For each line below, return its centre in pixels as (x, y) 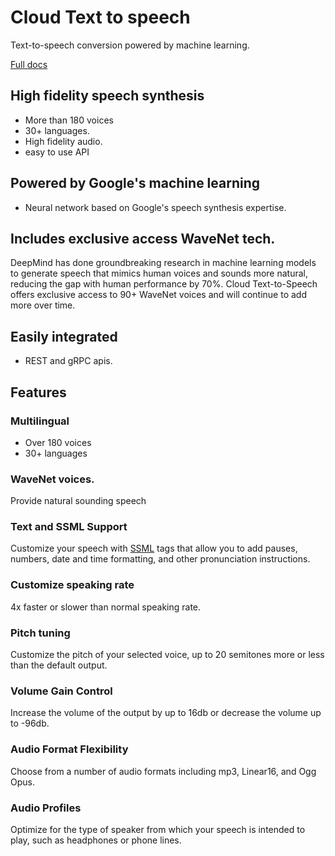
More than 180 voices (69, 120)
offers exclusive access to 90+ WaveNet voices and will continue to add (158, 295)
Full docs (29, 64)
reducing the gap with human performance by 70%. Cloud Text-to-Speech (164, 284)
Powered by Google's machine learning (135, 183)
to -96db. (30, 723)
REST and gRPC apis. (68, 361)
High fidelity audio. (63, 141)
